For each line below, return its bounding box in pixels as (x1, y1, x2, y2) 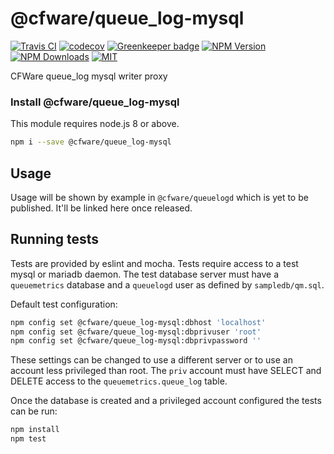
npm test (10, 434, 47, 444)
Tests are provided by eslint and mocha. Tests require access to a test (10, 257, 299, 269)
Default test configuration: (10, 298, 118, 310)
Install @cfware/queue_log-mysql (10, 95, 180, 109)
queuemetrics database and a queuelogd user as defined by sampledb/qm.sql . (10, 278, 325, 291)
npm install (10, 425, 60, 435)
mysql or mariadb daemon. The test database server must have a (10, 268, 280, 280)
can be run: (10, 405, 58, 417)
